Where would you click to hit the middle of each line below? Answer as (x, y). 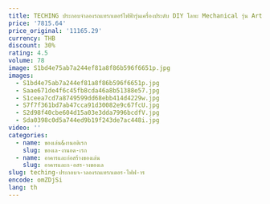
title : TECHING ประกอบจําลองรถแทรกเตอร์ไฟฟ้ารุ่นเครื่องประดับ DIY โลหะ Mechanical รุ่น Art (135, 16)
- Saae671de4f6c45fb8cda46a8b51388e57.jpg (88, 90)
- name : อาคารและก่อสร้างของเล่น (58, 157)
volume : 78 (27, 61)
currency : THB (32, 38)
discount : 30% (32, 46)
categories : (28, 135)
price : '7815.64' (37, 23)
